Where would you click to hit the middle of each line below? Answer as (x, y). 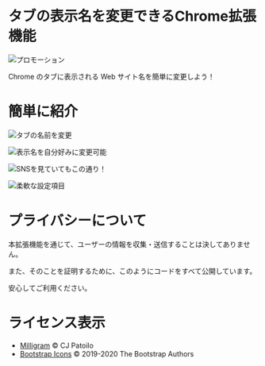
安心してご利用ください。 (50, 287)
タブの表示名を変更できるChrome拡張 (132, 16)
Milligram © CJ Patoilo (56, 345)
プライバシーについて (77, 221)
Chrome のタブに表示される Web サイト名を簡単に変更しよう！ (111, 76)
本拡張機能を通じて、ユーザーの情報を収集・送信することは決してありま (126, 244)
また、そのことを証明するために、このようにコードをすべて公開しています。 (132, 271)
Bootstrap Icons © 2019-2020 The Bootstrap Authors (107, 353)
